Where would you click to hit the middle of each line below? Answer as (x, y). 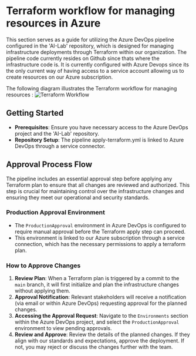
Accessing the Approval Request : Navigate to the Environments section (102, 316)
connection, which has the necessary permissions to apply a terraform (100, 244)
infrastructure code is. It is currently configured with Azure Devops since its (98, 64)
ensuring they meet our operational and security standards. (78, 197)
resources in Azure (53, 23)
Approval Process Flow (49, 165)
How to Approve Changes (43, 266)
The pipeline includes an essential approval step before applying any (89, 179)
